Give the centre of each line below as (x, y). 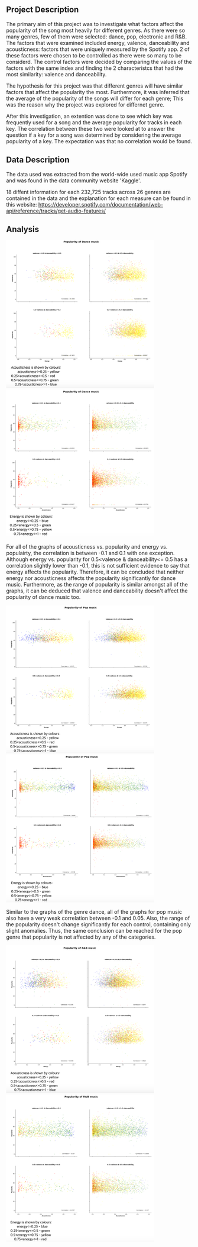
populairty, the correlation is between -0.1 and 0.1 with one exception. (90, 553)
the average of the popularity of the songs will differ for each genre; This (95, 98)
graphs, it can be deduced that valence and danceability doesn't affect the (97, 591)
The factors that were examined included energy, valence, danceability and (98, 43)
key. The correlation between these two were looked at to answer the (90, 128)
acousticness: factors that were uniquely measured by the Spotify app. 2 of (98, 49)
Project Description (43, 10)
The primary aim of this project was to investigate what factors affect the (95, 24)
